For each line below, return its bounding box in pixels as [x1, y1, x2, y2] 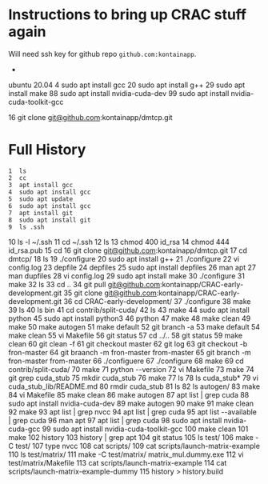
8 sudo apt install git [8, 216, 91, 224]
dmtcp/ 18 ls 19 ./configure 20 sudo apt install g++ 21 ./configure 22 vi [8, 254, 240, 263]
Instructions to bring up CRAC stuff [8, 6, 246, 24]
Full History [8, 141, 86, 159]
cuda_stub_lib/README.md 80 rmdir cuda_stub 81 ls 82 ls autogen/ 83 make [8, 382, 261, 391]
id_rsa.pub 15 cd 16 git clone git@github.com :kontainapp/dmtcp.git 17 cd [8, 246, 248, 255]
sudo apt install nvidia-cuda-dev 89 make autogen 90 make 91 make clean [8, 398, 254, 408]
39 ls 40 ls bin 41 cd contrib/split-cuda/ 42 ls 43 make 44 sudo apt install [8, 305, 250, 314]
